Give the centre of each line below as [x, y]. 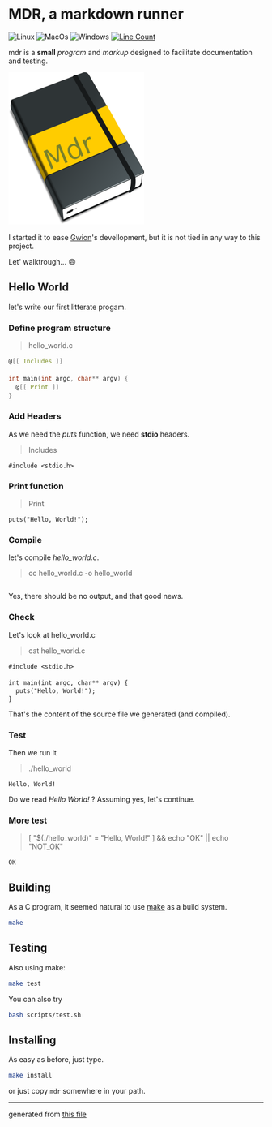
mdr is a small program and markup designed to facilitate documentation [130, 52]
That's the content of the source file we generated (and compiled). [119, 714]
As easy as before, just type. [56, 1060]
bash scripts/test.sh [45, 1015]
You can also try [36, 999]
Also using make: [37, 967]
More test [28, 820]
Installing [32, 1040]
